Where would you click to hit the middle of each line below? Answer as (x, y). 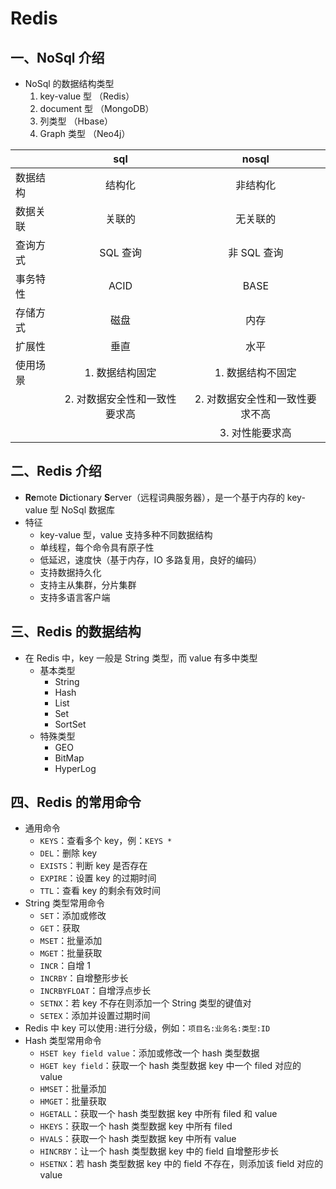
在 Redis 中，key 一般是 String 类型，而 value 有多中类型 (141, 658)
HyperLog (75, 768)
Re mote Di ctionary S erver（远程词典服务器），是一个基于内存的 (154, 497)
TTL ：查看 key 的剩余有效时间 (100, 891)
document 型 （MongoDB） (97, 108)
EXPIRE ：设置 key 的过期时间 (98, 878)
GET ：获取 (60, 928)
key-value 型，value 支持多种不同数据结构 (126, 534)
